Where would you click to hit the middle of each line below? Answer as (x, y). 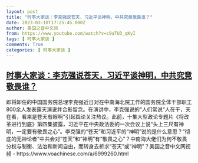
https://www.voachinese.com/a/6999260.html (73, 154)
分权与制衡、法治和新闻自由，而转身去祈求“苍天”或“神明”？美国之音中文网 (96, 146)
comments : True (25, 45)
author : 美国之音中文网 (32, 28)
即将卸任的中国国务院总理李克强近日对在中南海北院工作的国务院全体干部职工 (99, 102)
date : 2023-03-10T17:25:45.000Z (46, 22)
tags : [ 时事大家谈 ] (30, 39)
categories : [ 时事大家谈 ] (38, 50)
